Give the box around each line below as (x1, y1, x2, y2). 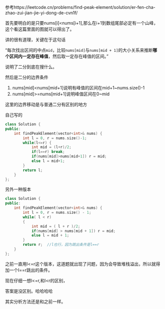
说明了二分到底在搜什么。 (5, 64, 57, 70)
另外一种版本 (5, 187, 31, 193)
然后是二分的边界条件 (5, 75, 48, 80)
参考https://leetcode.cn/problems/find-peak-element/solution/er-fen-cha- (5, 4, 156, 10)
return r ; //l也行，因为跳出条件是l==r (23, 242, 99, 247)
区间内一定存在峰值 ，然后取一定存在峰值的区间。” (9, 53, 109, 59)
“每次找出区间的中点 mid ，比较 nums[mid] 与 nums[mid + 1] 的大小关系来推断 (5, 47, 153, 53)
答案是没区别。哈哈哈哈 (5, 288, 53, 294)
